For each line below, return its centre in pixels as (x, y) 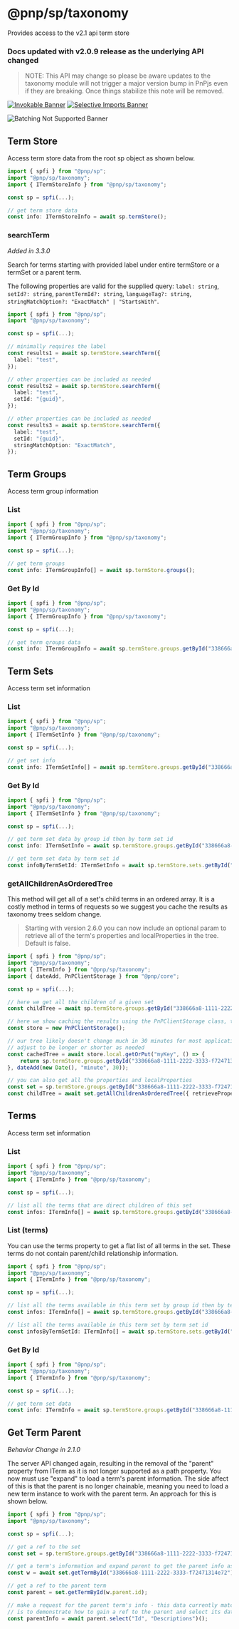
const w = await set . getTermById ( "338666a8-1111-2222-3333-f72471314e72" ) (121, 1573)
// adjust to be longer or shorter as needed (76, 1047)
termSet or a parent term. (44, 272)
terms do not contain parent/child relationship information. (93, 1253)
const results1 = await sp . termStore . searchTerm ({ (84, 353)
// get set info (31, 760)
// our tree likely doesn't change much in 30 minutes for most (105, 1041)
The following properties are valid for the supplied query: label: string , (113, 286)
